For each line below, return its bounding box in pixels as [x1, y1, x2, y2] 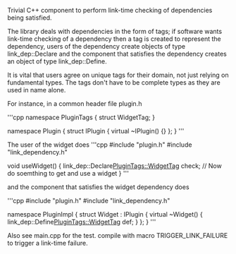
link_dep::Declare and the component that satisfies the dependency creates [7, 49, 227, 58]
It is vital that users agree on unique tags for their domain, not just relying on [7, 71, 229, 79]
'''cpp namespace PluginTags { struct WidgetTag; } [7, 113, 155, 121]
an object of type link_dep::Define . [7, 57, 107, 66]
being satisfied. [7, 13, 52, 22]
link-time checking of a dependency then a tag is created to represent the [7, 35, 221, 43]
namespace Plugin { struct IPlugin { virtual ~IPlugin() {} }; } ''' [7, 127, 185, 135]
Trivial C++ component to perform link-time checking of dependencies [7, 6, 213, 14]
